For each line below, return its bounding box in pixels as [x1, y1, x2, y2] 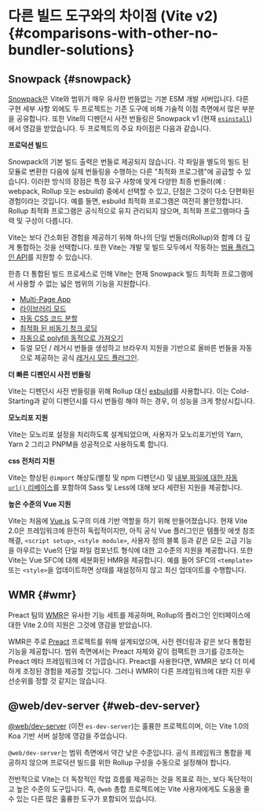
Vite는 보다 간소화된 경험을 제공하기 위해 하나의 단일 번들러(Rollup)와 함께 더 [8, 233, 243, 242]
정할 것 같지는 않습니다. [35, 676, 108, 685]
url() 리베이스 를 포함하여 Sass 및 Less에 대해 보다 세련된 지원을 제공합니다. [8, 483, 243, 492]
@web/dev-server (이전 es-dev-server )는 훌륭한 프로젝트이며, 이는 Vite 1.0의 [8, 721, 250, 731]
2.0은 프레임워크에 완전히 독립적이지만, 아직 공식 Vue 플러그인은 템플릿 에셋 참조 [8, 526, 255, 535]
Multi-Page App [19, 295, 71, 303]
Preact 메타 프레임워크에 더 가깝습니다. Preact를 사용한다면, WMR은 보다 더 [8, 656, 241, 666]
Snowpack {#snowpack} [8, 72, 132, 86]
